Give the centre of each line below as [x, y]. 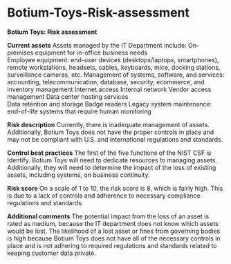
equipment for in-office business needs [91, 53]
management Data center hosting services [68, 96]
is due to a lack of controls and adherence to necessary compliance [104, 196]
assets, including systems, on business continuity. [78, 175]
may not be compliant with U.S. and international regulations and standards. [115, 139]
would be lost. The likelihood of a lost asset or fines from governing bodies [114, 231]
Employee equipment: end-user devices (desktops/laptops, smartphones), [113, 59]
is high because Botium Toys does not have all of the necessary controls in [114, 238]
